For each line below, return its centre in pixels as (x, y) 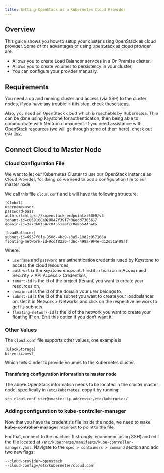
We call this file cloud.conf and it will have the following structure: (71, 194)
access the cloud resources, (41, 265)
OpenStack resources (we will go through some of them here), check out (79, 129)
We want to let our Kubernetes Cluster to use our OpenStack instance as (78, 174)
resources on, (26, 286)
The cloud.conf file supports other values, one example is (63, 340)
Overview (20, 30)
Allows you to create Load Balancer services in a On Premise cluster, (82, 61)
